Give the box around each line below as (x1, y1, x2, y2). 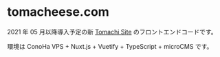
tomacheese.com (7, 4, 110, 20)
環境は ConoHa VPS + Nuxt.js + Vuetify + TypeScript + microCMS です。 (7, 42, 213, 50)
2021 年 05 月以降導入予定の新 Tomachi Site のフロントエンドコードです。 (7, 27, 218, 36)
